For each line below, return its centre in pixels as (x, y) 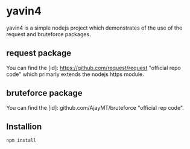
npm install (21, 141)
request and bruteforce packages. (49, 34)
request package (39, 53)
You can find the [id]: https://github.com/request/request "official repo (93, 68)
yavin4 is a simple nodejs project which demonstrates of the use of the (94, 28)
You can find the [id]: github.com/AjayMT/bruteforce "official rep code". (95, 107)
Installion (24, 126)
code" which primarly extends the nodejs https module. (75, 74)
